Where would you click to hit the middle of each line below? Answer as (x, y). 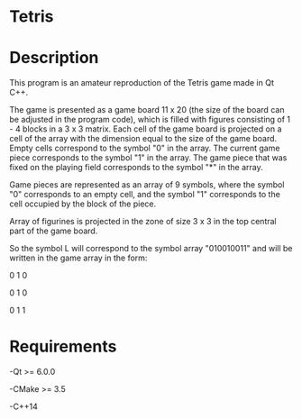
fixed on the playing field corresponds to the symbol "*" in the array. (136, 168)
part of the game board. (54, 231)
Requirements (63, 346)
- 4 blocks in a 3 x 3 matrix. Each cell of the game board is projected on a (146, 129)
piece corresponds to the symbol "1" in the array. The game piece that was (148, 158)
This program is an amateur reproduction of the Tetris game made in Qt (142, 83)
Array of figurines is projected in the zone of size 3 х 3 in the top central (143, 222)
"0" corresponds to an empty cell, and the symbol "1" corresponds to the (145, 195)
